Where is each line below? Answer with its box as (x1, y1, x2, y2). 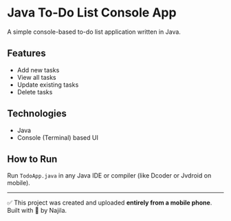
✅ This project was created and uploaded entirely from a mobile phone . (7, 198, 212, 207)
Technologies (7, 108, 67, 120)
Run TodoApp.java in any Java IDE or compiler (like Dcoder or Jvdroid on (7, 171, 212, 180)
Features (7, 48, 46, 59)
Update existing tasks (16, 81, 79, 89)
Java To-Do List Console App (7, 5, 177, 21)
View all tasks (16, 73, 56, 81)
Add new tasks (16, 65, 60, 74)
